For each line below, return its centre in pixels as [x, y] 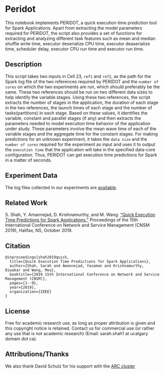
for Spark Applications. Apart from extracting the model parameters [74, 28]
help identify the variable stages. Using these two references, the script [78, 97]
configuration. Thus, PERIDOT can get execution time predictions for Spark [81, 155]
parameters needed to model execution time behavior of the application [78, 123]
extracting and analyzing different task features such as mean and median [81, 38]
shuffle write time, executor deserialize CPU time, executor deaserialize [78, 43]
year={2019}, [23, 288]
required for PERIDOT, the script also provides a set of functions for [74, 33]
